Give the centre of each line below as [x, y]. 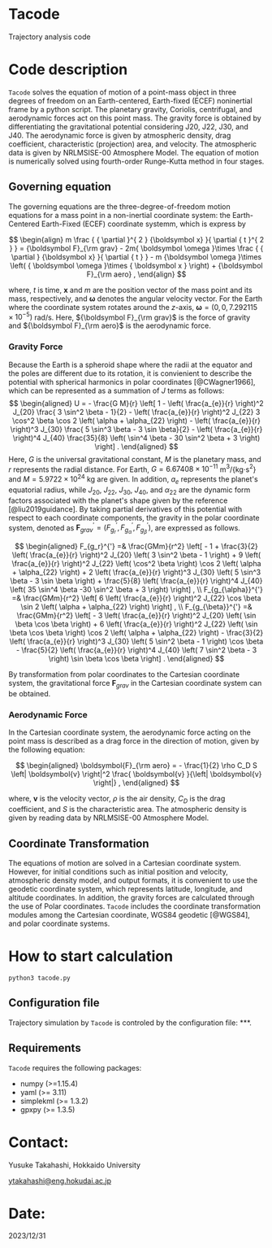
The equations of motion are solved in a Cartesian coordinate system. [125, 863]
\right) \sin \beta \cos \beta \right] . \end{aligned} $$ [136, 659]
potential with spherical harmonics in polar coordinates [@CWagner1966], [132, 382]
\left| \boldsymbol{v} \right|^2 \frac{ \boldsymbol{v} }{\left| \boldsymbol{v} [136, 775]
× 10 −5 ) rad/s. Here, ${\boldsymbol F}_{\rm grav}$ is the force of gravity [130, 316]
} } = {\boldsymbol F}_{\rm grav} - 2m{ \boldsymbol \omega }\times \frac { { [136, 248]
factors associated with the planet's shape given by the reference [118, 500]
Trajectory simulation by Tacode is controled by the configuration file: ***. [130, 1023]
